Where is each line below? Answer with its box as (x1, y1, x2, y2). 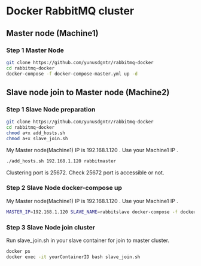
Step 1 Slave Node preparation (6, 105, 96, 113)
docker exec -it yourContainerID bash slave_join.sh (6, 253, 141, 260)
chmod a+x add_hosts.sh (6, 130, 66, 136)
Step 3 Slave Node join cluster (6, 223, 96, 231)
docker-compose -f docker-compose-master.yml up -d (6, 71, 138, 77)
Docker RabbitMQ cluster (6, 4, 135, 18)
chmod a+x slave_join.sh (6, 135, 68, 141)
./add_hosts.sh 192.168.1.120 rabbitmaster (6, 158, 117, 164)
